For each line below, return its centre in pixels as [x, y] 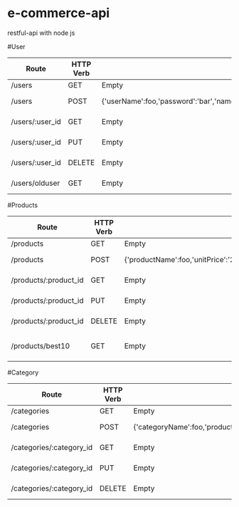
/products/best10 [41, 345]
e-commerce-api [59, 13]
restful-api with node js [41, 33]
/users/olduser [36, 183]
